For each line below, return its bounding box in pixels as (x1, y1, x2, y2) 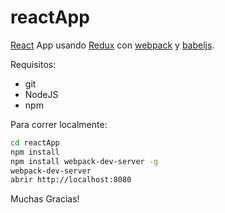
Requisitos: (10, 58, 57, 70)
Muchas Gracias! (10, 193, 80, 205)
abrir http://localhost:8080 (10, 175, 132, 185)
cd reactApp (10, 137, 60, 148)
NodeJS (24, 88, 59, 100)
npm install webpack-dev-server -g (10, 156, 159, 166)
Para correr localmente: (10, 118, 108, 130)
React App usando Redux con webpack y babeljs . (10, 39, 215, 51)
